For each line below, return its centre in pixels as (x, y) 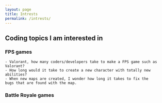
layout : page (18, 9)
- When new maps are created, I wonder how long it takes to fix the (77, 79)
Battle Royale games (30, 95)
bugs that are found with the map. (41, 83)
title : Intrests (21, 14)
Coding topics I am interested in (54, 38)
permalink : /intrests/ (28, 18)
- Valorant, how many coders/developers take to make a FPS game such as (81, 62)
